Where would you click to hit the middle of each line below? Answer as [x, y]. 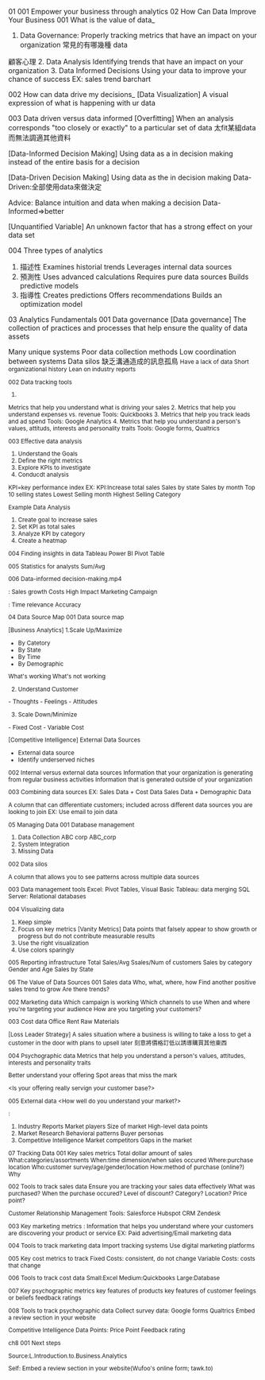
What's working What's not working [57, 676]
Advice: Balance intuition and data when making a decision [104, 203]
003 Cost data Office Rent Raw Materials [64, 1022]
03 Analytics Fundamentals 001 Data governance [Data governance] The [127, 320]
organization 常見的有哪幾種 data [74, 45]
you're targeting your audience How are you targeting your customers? [105, 1009]
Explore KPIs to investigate [54, 468]
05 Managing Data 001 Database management [71, 825]
